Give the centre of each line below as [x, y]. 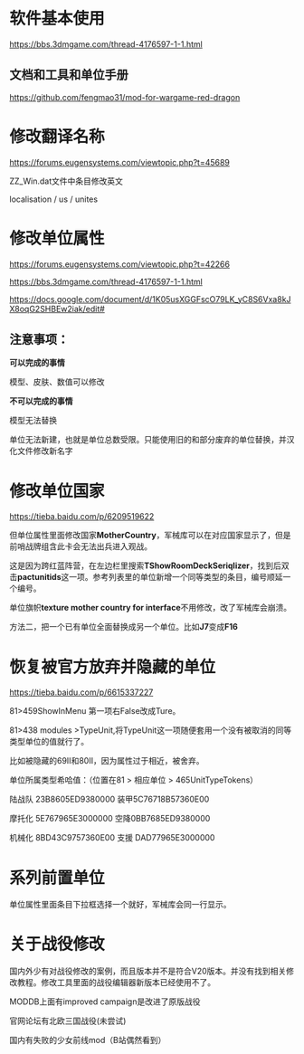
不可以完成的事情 [41, 401]
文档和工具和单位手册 [69, 75]
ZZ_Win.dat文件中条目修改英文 [66, 181]
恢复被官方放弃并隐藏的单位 [113, 667]
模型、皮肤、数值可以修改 [57, 382]
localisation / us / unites [53, 199]
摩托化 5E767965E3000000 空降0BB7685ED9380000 [110, 819]
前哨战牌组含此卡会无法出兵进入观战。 [81, 546]
